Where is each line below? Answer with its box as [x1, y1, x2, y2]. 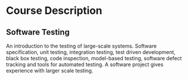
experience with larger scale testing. [6, 67, 94, 74]
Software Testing [6, 27, 70, 37]
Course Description [6, 4, 102, 17]
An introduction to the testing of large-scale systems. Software [6, 42, 157, 49]
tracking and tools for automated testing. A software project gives [6, 61, 164, 68]
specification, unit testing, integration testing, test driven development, [6, 49, 176, 56]
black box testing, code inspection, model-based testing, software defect [6, 55, 182, 61]
